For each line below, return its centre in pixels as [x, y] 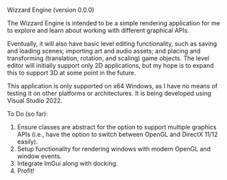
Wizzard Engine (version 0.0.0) [51, 10]
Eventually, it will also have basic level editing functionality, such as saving [112, 43]
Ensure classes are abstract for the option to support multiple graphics [117, 127]
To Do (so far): [27, 114]
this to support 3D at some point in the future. [72, 73]
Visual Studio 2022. [35, 101]
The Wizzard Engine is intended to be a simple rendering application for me [114, 23]
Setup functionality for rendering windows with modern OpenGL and [114, 149]
